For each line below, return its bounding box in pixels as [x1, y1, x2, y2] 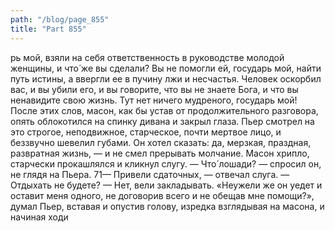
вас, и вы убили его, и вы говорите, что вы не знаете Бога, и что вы [10, 83, 299, 95]
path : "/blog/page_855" [10, 14, 110, 25]
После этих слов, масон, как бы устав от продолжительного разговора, [10, 104, 319, 116]
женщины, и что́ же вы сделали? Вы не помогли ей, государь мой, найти [10, 62, 322, 74]
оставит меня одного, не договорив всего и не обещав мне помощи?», [10, 189, 315, 201]
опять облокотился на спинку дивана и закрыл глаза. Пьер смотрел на [10, 115, 315, 127]
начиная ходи [10, 211, 69, 223]
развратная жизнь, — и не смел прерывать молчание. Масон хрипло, [10, 147, 310, 159]
